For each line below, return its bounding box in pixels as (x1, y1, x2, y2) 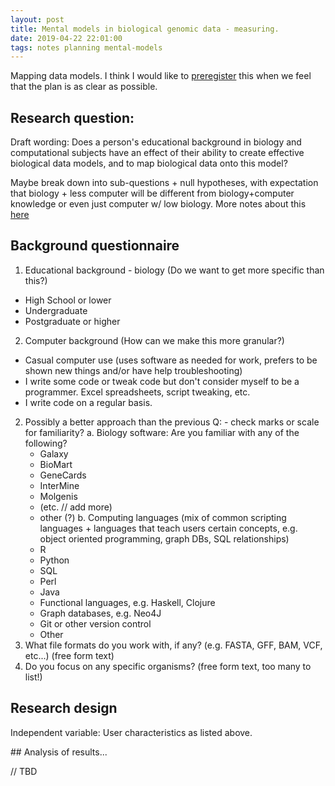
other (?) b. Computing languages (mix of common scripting (39, 511, 287, 523)
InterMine (39, 479, 80, 491)
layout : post (10, 14, 65, 25)
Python (39, 554, 70, 566)
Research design (10, 700, 118, 717)
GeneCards (39, 469, 87, 481)
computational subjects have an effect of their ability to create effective (10, 147, 305, 159)
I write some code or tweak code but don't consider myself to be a (24, 375, 300, 387)
